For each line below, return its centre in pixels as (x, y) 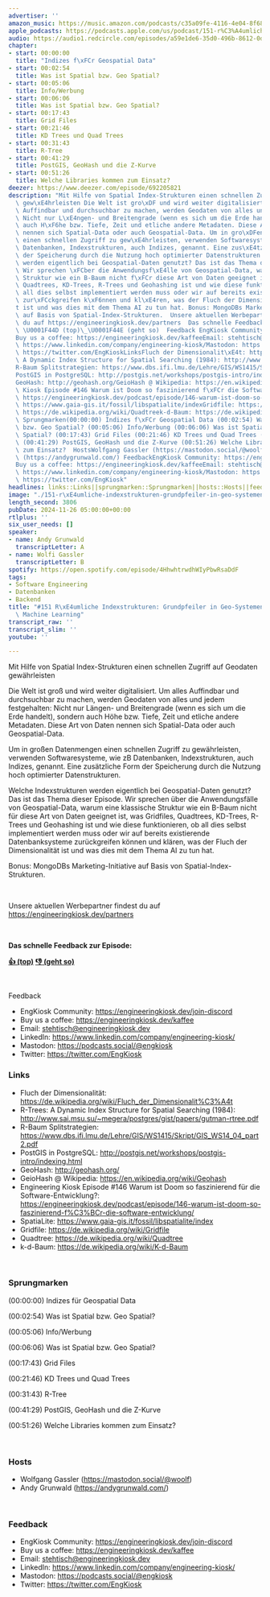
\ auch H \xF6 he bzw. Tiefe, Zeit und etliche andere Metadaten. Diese (136, 225)
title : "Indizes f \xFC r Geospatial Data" (86, 61)
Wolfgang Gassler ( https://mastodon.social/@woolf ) (106, 1479)
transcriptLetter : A (50, 547)
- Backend (25, 600)
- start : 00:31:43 (39, 143)
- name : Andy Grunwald (46, 540)
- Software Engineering (48, 584)
